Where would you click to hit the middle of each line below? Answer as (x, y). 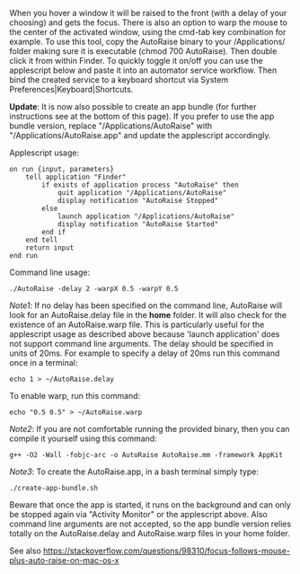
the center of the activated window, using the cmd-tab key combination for (148, 32)
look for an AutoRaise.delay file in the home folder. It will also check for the (148, 315)
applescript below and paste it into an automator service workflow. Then (143, 70)
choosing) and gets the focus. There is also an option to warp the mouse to (148, 22)
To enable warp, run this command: (75, 396)
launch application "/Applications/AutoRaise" (146, 216)
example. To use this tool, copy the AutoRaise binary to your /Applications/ (147, 41)
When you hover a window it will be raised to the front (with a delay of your (148, 13)
